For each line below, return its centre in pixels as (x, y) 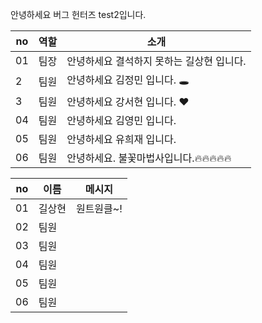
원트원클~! (99, 208)
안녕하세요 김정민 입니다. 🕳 (128, 80)
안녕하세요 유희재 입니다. (121, 139)
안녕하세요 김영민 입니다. (121, 120)
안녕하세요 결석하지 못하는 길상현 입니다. (156, 61)
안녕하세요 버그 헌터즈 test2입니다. (78, 14)
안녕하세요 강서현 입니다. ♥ (128, 101)
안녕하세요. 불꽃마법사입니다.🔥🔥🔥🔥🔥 (149, 158)
